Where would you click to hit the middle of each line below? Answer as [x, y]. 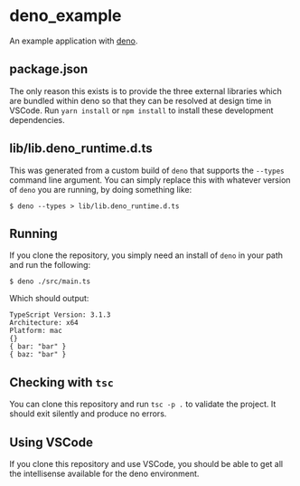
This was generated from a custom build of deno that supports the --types [147, 170]
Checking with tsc [62, 382]
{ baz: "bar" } [38, 355]
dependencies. [37, 119]
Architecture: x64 [44, 323]
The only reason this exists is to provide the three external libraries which [145, 91]
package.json [49, 69]
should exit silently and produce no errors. [88, 414]
